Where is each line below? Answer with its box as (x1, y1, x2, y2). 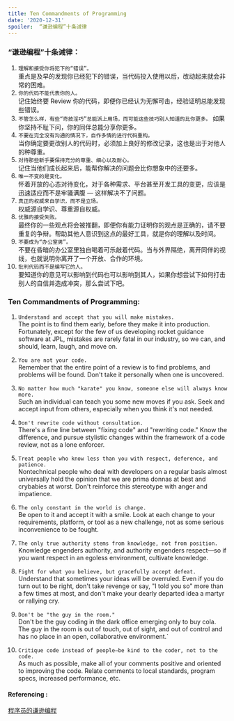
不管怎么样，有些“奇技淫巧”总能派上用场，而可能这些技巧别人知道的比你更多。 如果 (17, 114, 226, 122)
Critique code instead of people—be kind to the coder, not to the (17, 647, 218, 654)
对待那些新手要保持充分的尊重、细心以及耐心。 (17, 157, 133, 164)
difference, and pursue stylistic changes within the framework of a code (17, 433, 226, 441)
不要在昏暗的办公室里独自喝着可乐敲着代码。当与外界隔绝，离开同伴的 (17, 245, 220, 254)
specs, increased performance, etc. (17, 674, 121, 682)
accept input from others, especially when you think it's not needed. (17, 404, 214, 413)
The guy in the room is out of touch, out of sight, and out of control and (17, 624, 223, 633)
